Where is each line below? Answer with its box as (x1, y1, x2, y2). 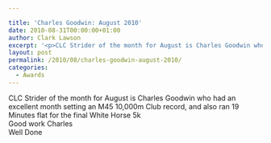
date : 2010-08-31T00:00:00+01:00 (8, 26, 121, 35)
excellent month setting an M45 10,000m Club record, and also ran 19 (8, 101, 240, 111)
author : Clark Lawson (8, 34, 81, 42)
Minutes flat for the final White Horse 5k (8, 110, 141, 120)
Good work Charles (8, 118, 73, 129)
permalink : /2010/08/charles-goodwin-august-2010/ (8, 56, 182, 64)
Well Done (8, 127, 43, 137)
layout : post (8, 49, 52, 57)
